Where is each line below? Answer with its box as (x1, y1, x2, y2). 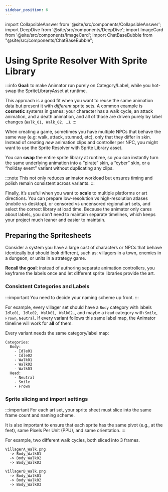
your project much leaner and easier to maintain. (5, 217, 106, 223)
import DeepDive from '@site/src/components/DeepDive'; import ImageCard (5, 26, 163, 33)
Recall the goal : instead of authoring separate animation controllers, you (5, 265, 155, 271)
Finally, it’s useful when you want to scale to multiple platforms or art (5, 190, 147, 196)
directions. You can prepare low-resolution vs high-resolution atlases (5, 195, 148, 201)
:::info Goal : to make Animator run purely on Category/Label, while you (5, 82, 151, 88)
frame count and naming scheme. (5, 412, 75, 418)
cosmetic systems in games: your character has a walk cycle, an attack (5, 108, 153, 114)
